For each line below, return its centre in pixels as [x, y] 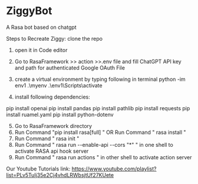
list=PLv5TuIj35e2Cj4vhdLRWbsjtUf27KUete [60, 175]
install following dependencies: [52, 97]
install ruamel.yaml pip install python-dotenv [60, 114]
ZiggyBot [29, 11]
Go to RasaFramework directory [53, 126]
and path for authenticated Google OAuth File [70, 68]
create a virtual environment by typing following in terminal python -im [100, 79]
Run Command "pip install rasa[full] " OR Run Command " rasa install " [100, 132]
